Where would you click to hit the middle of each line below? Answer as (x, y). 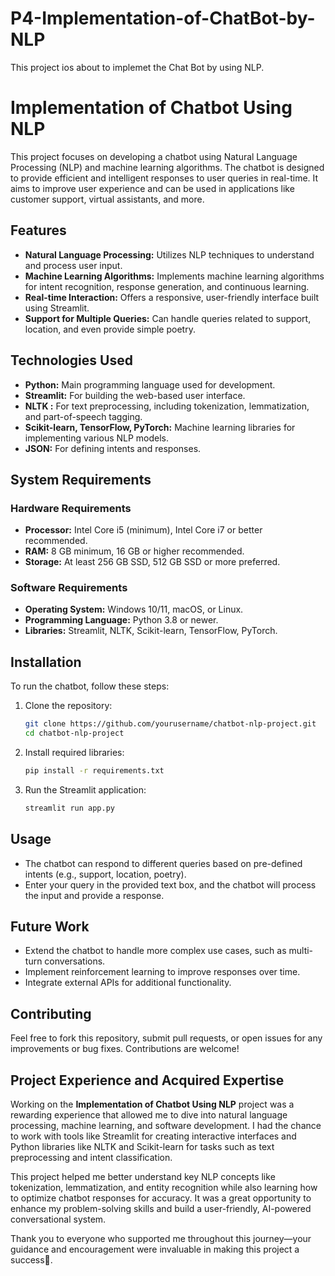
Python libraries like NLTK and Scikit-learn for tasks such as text (142, 1147)
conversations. (75, 961)
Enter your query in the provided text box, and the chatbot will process (170, 884)
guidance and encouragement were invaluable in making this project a (155, 1249)
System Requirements (81, 479)
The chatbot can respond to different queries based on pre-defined (163, 863)
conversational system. (58, 1219)
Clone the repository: (68, 706)
